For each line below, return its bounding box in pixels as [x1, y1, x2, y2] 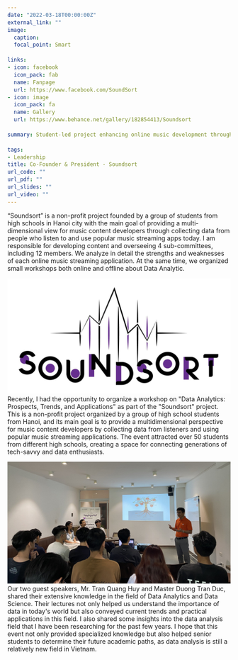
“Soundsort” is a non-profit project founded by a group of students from [7, 211, 218, 220]
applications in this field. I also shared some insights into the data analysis [7, 614, 223, 623]
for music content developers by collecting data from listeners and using [7, 425, 220, 434]
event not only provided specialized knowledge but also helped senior [7, 630, 212, 638]
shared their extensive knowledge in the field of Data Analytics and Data [7, 592, 218, 600]
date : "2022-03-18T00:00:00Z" [7, 11, 97, 18]
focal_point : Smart [13, 41, 72, 49]
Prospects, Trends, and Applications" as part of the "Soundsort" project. [7, 403, 219, 411]
